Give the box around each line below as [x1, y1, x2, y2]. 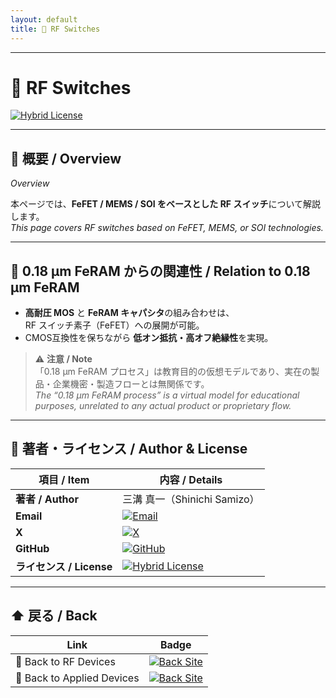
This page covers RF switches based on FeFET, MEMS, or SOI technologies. [10, 222, 324, 234]
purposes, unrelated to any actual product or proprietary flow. [34, 400, 292, 412]
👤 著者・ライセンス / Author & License [10, 441, 248, 458]
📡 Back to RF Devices [15, 654, 116, 668]
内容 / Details [159, 472, 223, 486]
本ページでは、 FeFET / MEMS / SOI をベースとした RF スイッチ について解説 [10, 198, 321, 210]
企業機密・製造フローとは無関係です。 [52, 378, 210, 390]
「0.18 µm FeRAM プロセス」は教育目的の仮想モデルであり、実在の [34, 366, 312, 378]
